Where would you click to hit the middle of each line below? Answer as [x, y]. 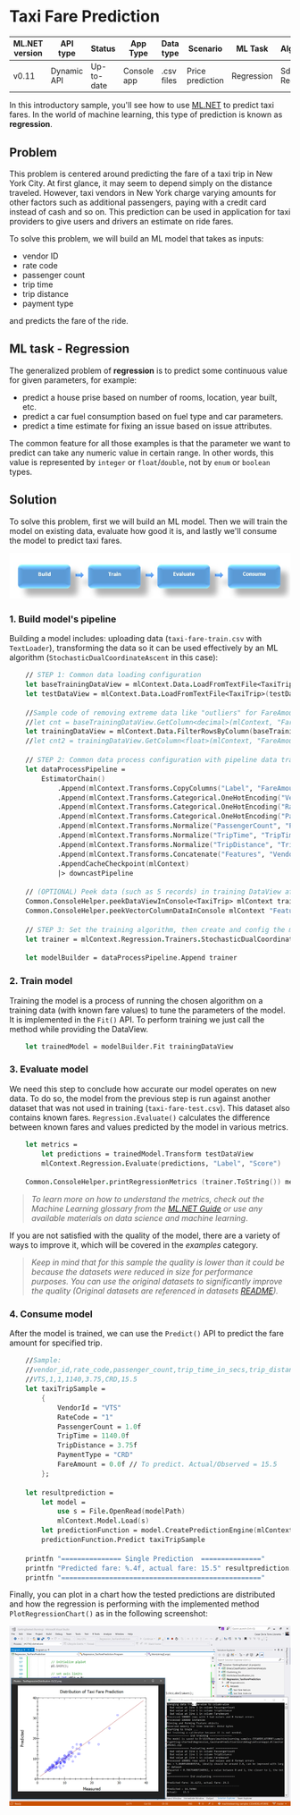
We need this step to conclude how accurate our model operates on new [143, 1089]
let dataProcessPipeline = [75, 769]
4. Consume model [51, 1314]
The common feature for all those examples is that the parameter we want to [150, 443]
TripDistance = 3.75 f [97, 1446]
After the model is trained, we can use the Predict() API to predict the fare [146, 1334]
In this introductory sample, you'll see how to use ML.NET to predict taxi [142, 106]
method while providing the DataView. [79, 1029]
